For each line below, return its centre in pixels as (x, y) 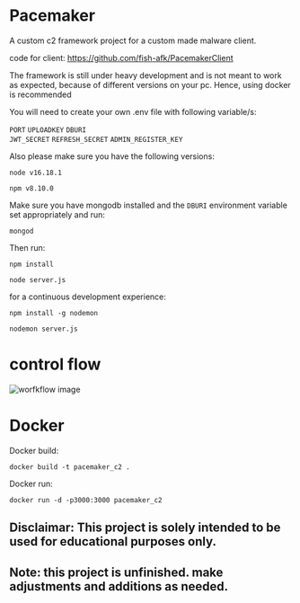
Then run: (27, 247)
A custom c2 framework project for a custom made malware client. (133, 40)
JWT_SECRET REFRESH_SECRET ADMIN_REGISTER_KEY (96, 139)
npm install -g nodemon (54, 313)
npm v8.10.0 (31, 188)
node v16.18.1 (36, 173)
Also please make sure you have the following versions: (112, 156)
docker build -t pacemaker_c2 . (70, 467)
